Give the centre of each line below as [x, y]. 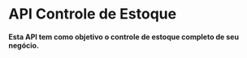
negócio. [24, 45]
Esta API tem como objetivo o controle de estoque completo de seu [124, 36]
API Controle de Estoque [93, 14]
